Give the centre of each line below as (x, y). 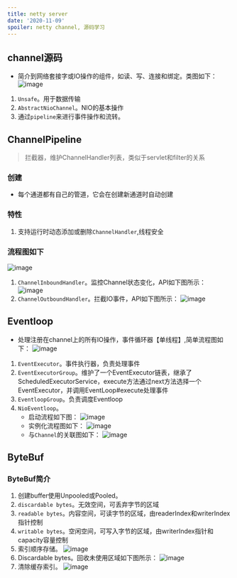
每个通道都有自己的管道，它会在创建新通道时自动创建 (95, 194)
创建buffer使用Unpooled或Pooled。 (70, 496)
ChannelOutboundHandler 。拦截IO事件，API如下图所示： (98, 299)
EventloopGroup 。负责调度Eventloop (70, 399)
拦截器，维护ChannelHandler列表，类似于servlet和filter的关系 (115, 157)
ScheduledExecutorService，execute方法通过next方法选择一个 (110, 381)
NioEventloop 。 (40, 408)
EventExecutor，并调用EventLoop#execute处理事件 (93, 390)
